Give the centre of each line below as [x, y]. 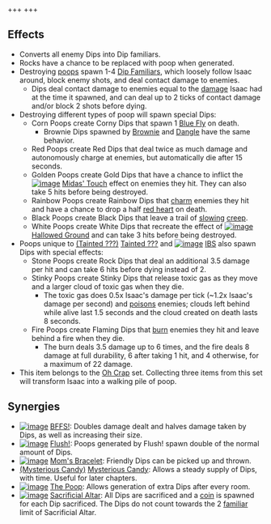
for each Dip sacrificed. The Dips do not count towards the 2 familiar [133, 504]
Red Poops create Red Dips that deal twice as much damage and [140, 149]
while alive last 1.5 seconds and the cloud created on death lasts [150, 312]
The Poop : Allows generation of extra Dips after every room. [150, 486]
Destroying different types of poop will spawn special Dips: [118, 114]
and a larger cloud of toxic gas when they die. [108, 286]
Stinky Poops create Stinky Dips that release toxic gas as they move [144, 278]
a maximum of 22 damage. [88, 364]
